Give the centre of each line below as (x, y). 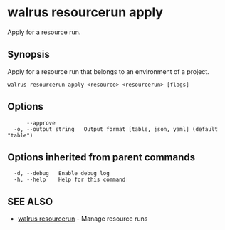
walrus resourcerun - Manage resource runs (83, 219)
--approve (41, 123)
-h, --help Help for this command (70, 180)
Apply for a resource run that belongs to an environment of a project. (109, 71)
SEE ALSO (30, 201)
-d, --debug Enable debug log (62, 174)
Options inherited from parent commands (101, 157)
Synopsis (28, 54)
